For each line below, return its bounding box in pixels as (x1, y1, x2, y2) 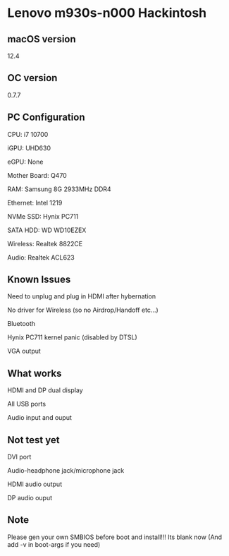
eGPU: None (7, 157, 44, 166)
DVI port (7, 453, 32, 461)
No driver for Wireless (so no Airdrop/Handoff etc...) (7, 306, 159, 315)
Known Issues (7, 274, 71, 286)
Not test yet (7, 434, 60, 446)
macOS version (7, 33, 76, 45)
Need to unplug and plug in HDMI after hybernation (7, 292, 156, 301)
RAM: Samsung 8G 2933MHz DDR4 (7, 185, 111, 193)
